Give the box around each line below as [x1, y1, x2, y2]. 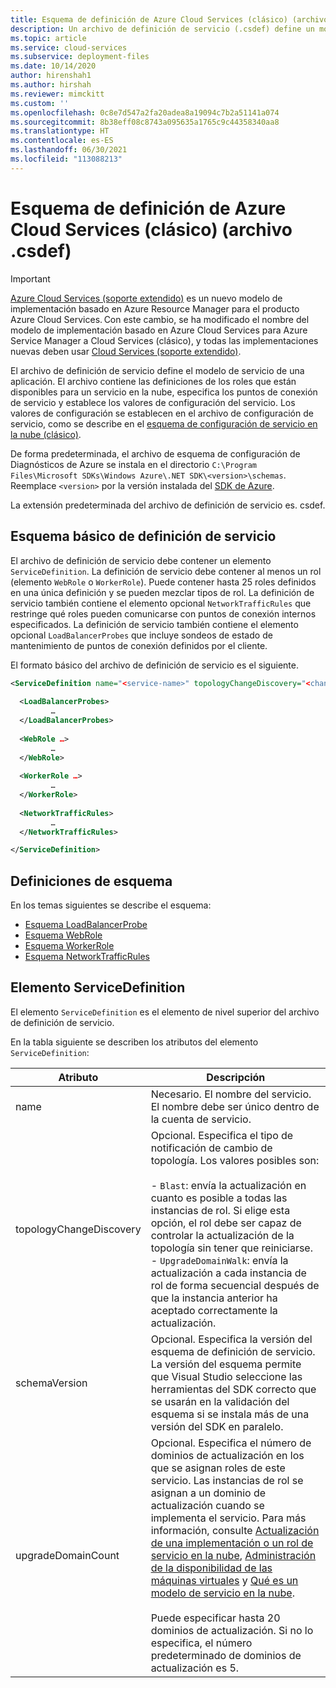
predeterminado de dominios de [150, 1648, 302, 1662]
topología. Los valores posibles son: [150, 1153, 320, 1167]
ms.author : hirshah [10, 80, 92, 90]
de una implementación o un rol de [150, 1536, 314, 1550]
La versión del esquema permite [150, 1357, 302, 1371]
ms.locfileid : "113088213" [10, 154, 123, 164]
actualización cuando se [150, 1498, 265, 1512]
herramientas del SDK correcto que [150, 1382, 317, 1396]
